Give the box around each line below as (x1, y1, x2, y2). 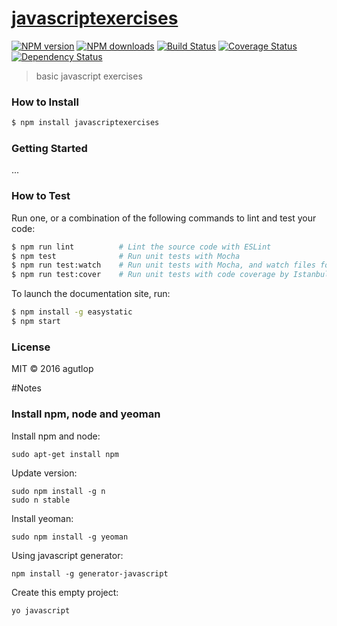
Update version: (11, 467, 78, 479)
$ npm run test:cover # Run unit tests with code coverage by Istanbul (11, 270, 330, 280)
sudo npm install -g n (11, 486, 106, 496)
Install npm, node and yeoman (11, 407, 161, 421)
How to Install (11, 95, 79, 109)
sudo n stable (11, 495, 71, 505)
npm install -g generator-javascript (11, 568, 169, 579)
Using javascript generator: (11, 549, 124, 561)
